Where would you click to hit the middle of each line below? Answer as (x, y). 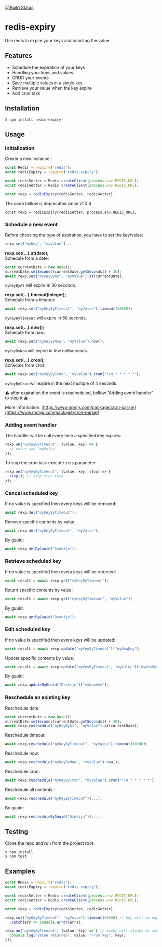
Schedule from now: (25, 332)
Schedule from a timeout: (30, 300)
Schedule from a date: (27, 258)
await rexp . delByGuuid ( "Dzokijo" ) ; (41, 549)
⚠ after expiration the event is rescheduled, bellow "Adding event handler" (79, 393)
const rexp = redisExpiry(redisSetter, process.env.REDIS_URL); (71, 212)
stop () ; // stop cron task (36, 476)
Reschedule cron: (22, 772)
